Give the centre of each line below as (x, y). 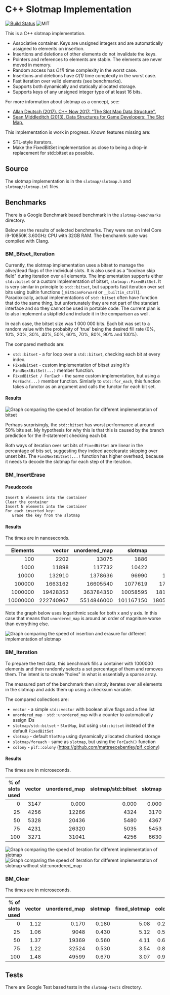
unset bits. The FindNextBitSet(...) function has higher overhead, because (84, 456)
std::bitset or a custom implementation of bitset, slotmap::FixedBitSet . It (83, 281)
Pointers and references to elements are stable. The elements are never (87, 59)
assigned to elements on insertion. (49, 48)
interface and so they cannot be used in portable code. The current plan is (83, 308)
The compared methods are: (35, 344)
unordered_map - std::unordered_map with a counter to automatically (83, 714)
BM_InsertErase (25, 475)
